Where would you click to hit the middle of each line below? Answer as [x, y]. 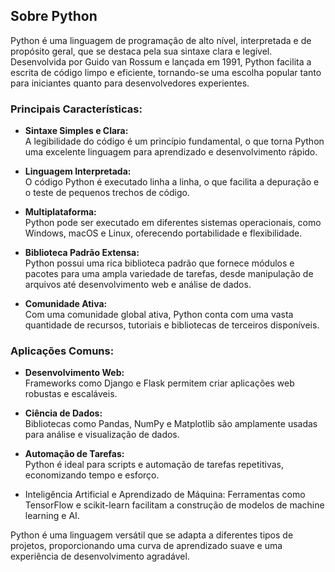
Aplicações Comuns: [62, 351]
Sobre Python [54, 16]
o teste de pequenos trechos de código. [107, 193]
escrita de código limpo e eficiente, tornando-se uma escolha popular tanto [166, 72]
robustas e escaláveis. [71, 394]
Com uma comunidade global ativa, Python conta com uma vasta [159, 315]
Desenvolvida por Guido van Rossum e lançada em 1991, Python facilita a [161, 61]
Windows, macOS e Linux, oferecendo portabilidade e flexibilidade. [163, 233]
